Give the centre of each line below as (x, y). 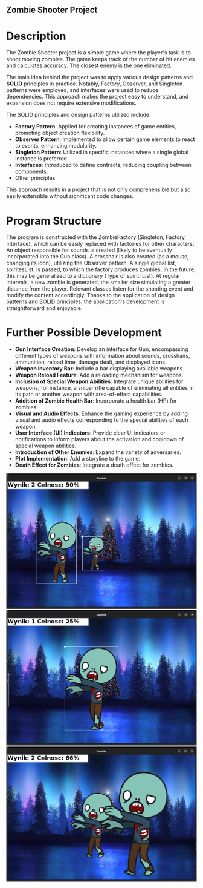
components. (31, 171)
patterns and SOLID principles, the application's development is (85, 301)
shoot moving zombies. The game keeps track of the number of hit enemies (101, 59)
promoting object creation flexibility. (60, 133)
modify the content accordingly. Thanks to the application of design (91, 295)
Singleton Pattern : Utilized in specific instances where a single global (102, 152)
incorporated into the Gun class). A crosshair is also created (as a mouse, (98, 257)
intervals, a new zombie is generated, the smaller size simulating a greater (98, 282)
